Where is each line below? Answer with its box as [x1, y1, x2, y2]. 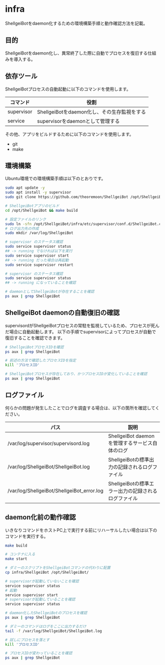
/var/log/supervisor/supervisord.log [7, 440, 90, 447]
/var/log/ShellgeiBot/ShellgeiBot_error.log [7, 487, 104, 494]
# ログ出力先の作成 [5, 226, 39, 231]
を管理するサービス [108, 439, 153, 446]
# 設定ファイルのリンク [5, 217, 47, 222]
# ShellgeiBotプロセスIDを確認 [5, 345, 64, 349]
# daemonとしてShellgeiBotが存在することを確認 [5, 289, 95, 294]
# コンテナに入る [5, 552, 35, 557]
